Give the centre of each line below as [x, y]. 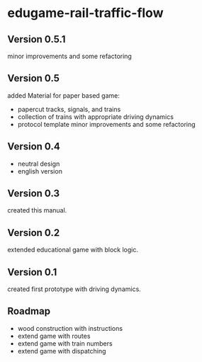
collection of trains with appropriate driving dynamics [95, 117]
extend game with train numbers [65, 343]
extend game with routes [54, 336]
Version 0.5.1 [37, 39]
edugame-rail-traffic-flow [85, 13]
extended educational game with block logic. [73, 250]
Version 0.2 [34, 233]
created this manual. [37, 210]
